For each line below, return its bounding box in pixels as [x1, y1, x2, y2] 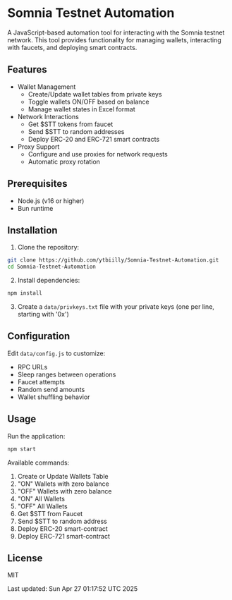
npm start [7, 446, 37, 453]
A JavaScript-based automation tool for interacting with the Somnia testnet [7, 28, 225, 37]
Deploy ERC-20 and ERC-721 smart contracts [28, 135, 160, 143]
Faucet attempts [17, 377, 66, 386]
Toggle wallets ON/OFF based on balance [28, 97, 149, 106]
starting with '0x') [17, 310, 69, 318]
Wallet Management [17, 82, 76, 91]
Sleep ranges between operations [17, 370, 116, 379]
